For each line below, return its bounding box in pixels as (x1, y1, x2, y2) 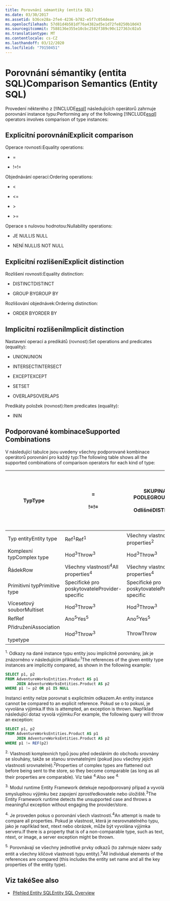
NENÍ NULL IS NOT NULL (12, 243, 64, 249)
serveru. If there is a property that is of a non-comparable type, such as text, (5, 828, 164, 835)
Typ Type (23, 497, 45, 504)
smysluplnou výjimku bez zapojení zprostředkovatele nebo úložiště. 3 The (5, 790, 157, 797)
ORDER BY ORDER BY (12, 310, 57, 316)
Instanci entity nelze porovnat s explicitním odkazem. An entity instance (5, 695, 154, 701)
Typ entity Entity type (8, 535, 57, 542)
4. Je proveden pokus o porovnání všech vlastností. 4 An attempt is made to (5, 812, 161, 818)
